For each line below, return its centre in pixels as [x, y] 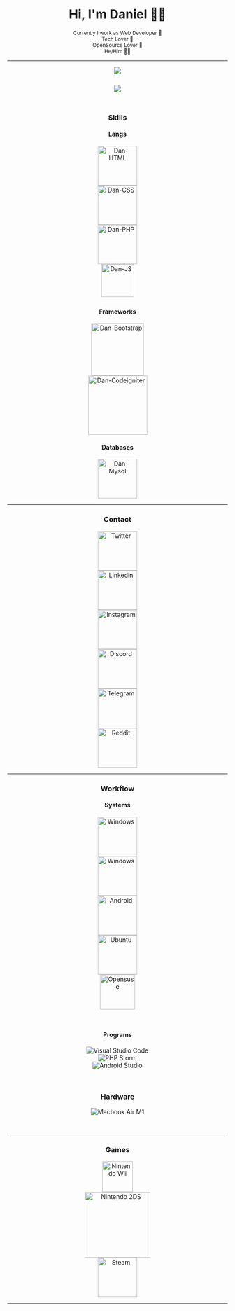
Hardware [117, 1097]
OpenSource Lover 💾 [117, 45]
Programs [117, 1035]
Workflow [117, 789]
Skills [117, 117]
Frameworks [117, 312]
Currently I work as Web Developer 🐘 [117, 33]
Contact [117, 520]
